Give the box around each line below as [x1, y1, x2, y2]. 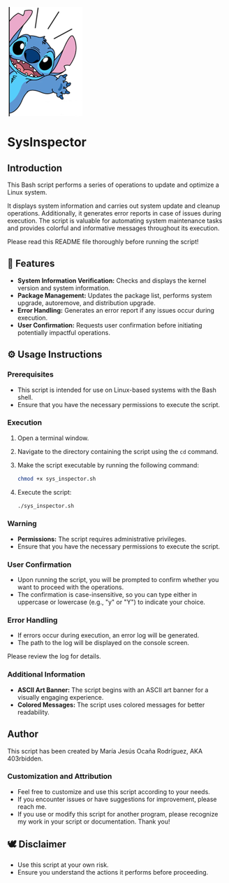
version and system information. [17, 283, 110, 292]
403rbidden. [7, 754, 43, 763]
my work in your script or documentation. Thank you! [17, 817, 170, 826]
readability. [17, 707, 50, 716]
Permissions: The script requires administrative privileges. [17, 535, 187, 543]
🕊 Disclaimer [7, 838, 66, 850]
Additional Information [7, 670, 86, 679]
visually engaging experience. [17, 693, 104, 701]
